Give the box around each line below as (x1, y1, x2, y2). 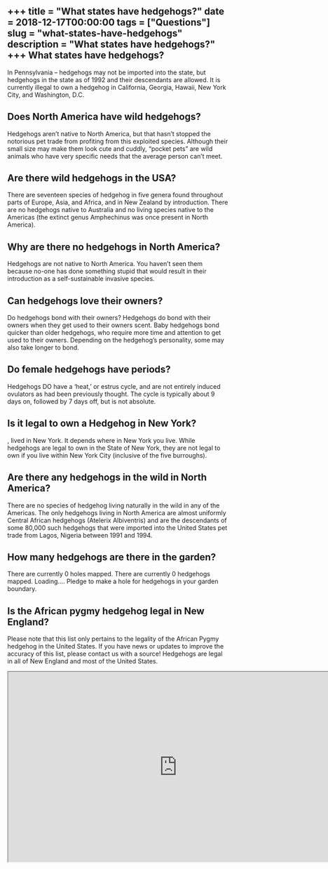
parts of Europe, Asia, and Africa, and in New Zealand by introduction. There (7, 198, 228, 206)
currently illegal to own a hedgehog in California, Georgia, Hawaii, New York (7, 83, 226, 91)
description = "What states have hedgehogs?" (7, 39, 216, 51)
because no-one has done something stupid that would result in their (7, 267, 207, 276)
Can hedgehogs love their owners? (7, 295, 163, 307)
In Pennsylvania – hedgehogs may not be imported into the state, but (7, 68, 206, 77)
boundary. (7, 585, 37, 593)
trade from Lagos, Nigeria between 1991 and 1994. (7, 531, 153, 539)
